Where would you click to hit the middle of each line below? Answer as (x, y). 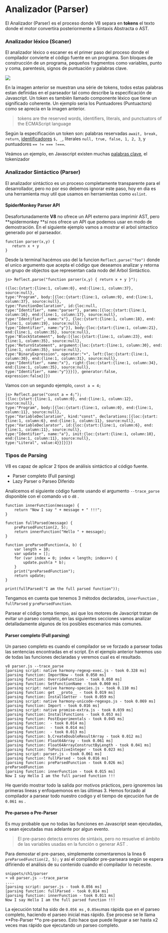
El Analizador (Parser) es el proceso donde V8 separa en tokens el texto (80, 23)
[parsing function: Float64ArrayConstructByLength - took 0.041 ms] (78, 745)
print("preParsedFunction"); (45, 572)
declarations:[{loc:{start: (129, 416)
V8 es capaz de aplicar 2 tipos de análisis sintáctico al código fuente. (77, 466)
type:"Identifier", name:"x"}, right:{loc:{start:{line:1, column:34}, (81, 363)
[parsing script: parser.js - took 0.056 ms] (53, 887)
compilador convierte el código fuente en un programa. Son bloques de (79, 58)
